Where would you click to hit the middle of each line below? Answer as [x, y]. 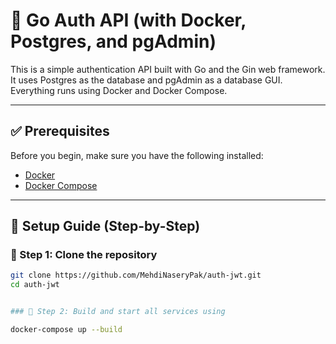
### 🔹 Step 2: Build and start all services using [118, 312]
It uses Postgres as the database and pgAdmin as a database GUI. [146, 80]
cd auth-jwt [35, 285]
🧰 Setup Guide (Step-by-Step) [105, 226]
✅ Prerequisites [60, 131]
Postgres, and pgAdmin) [113, 41]
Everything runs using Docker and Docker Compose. [119, 90]
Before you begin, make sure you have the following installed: [137, 155]
